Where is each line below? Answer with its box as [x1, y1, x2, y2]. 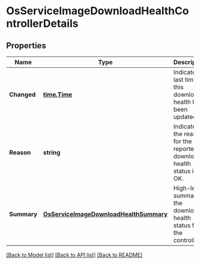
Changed [9, 90, 36, 99]
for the [173, 137, 192, 145]
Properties [6, 40, 46, 51]
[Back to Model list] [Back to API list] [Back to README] [6, 252, 143, 258]
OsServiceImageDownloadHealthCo [6, 4, 189, 18]
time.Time [43, 90, 73, 99]
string [43, 149, 61, 156]
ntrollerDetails [6, 17, 79, 30]
